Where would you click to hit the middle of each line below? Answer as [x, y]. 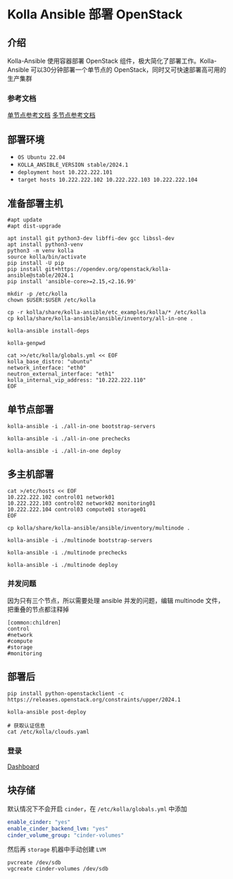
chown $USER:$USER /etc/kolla [52, 300]
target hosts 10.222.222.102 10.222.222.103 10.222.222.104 [107, 180]
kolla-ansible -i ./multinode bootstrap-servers [80, 540]
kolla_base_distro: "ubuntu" [50, 361]
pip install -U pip [36, 263]
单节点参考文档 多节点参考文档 [51, 115]
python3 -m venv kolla [40, 251]
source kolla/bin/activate [47, 257]
